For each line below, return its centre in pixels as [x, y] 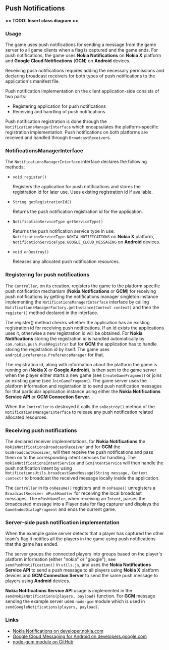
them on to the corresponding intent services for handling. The [71, 458]
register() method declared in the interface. [52, 313]
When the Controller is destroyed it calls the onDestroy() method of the [80, 406]
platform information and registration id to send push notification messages [83, 386]
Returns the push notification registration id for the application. [78, 211]
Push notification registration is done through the [56, 121]
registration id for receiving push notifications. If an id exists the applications [85, 328]
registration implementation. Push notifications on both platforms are [77, 132]
